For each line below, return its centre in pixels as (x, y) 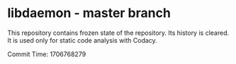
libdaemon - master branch (89, 13)
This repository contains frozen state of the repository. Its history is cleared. (118, 33)
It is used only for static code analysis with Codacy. (82, 40)
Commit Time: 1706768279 (47, 54)
